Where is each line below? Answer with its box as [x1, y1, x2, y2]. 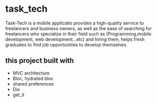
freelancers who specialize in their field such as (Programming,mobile [5, 31, 151, 37]
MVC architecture [12, 70, 50, 76]
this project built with [5, 57, 74, 65]
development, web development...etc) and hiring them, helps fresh [5, 36, 145, 42]
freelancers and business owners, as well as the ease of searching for [5, 25, 152, 31]
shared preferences [12, 81, 54, 87]
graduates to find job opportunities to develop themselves [5, 41, 127, 47]
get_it [12, 91, 24, 97]
